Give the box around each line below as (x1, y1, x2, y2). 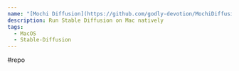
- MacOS (14, 30, 37, 37)
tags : (7, 23, 23, 30)
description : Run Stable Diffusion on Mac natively (7, 17, 164, 24)
